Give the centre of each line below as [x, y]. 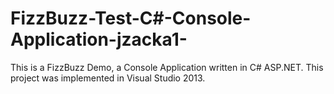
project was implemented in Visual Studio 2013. [108, 78]
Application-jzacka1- [99, 39]
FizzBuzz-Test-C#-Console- [131, 18]
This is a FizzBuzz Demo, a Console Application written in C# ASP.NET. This [167, 67]
